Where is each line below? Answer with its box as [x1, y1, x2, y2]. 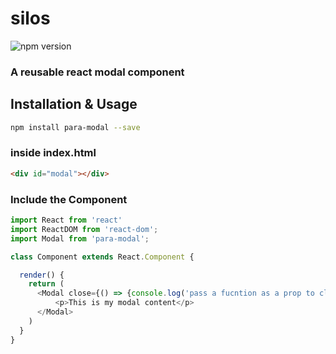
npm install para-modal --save [10, 122, 141, 132]
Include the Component [10, 192, 128, 206]
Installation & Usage [10, 96, 138, 113]
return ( [28, 279, 65, 289]
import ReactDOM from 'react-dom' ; [10, 224, 159, 234]
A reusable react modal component [10, 65, 185, 79]
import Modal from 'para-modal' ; [10, 233, 150, 244]
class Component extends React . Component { [10, 252, 195, 262]
